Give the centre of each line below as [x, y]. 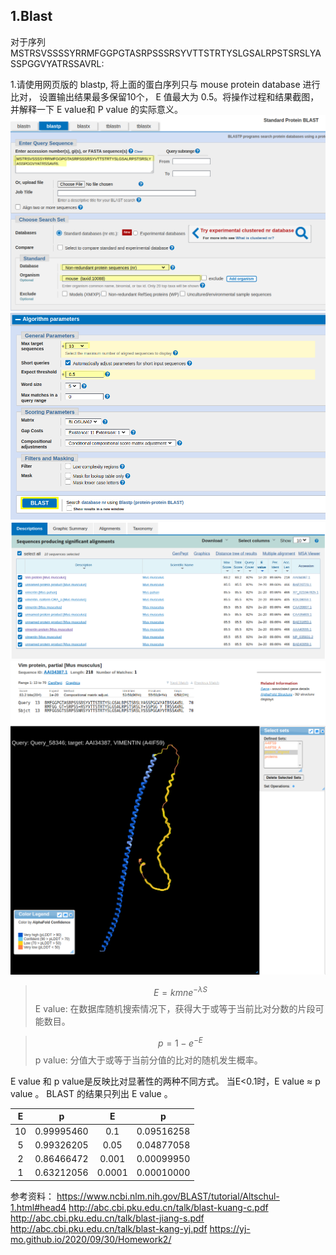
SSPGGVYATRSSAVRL [56, 63]
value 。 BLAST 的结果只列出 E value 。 [91, 1093]
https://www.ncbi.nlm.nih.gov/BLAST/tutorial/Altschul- [168, 1196]
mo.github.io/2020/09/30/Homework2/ [91, 1239]
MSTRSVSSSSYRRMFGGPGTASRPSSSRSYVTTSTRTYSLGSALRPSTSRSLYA [166, 53]
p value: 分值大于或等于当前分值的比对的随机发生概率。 [148, 1060]
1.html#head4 [38, 1207]
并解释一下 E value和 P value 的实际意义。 [97, 109]
